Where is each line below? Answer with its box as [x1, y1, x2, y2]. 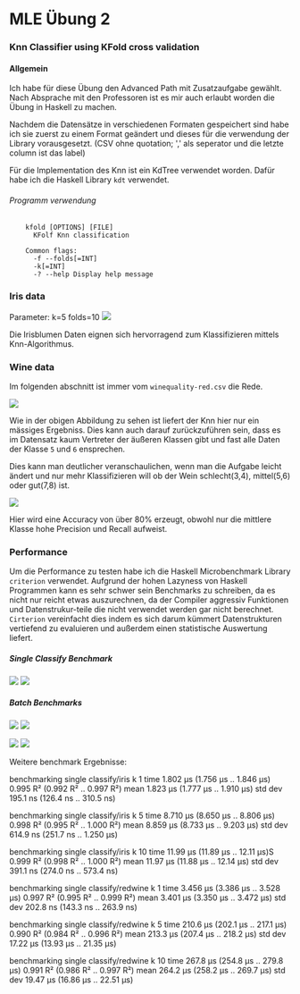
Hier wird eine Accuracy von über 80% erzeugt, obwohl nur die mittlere [9, 514, 272, 525]
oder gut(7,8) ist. [9, 480, 70, 491]
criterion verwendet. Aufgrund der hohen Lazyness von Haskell [9, 576, 248, 586]
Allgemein [9, 63, 48, 73]
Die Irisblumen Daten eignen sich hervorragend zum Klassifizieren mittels [9, 329, 279, 340]
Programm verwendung [9, 195, 96, 206]
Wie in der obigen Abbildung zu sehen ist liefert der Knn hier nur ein [9, 416, 260, 426]
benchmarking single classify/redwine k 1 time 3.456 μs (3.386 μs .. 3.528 [9, 883, 281, 894]
